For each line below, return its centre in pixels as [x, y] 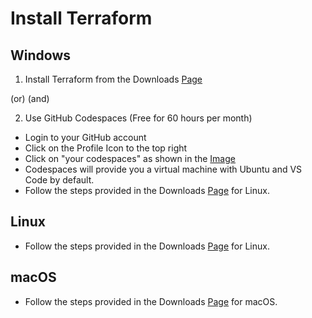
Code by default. [59, 180]
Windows [40, 55]
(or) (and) [30, 98]
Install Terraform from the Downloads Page [113, 79]
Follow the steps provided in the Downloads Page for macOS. [151, 301]
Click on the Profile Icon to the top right [106, 148]
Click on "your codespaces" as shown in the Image [130, 158]
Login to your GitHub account [85, 137]
